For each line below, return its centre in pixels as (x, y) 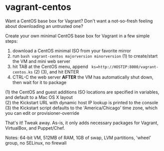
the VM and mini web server (41, 61)
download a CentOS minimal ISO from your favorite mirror (72, 51)
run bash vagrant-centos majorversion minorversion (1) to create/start (85, 56)
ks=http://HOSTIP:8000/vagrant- (125, 67)
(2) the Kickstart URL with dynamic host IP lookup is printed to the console (82, 102)
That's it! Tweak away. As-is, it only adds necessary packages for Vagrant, (82, 123)
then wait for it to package (39, 82)
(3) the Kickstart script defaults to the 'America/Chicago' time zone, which (82, 108)
